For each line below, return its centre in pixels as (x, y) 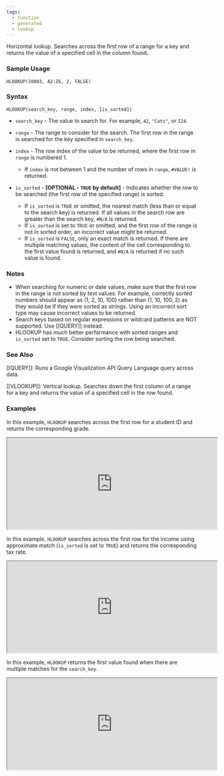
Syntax (17, 97)
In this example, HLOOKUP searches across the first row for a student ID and (99, 422)
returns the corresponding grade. (48, 428)
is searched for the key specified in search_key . (74, 139)
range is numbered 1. (41, 157)
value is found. (43, 258)
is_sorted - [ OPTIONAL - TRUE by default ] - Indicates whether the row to (107, 188)
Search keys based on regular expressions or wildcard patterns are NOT (106, 320)
